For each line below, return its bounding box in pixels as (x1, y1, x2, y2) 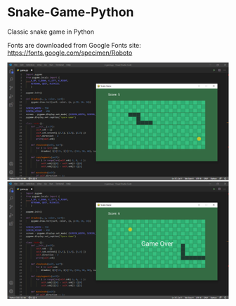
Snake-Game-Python (7, 4, 134, 20)
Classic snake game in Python (7, 27, 95, 36)
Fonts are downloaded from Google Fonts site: (7, 41, 142, 49)
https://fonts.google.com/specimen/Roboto (7, 48, 133, 57)
